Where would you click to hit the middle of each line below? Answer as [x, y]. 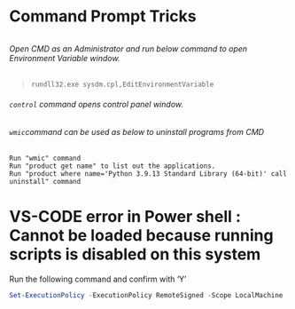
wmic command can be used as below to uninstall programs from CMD [136, 131]
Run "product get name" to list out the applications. [113, 166]
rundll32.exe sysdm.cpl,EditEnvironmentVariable [122, 85]
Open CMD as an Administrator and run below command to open [128, 48]
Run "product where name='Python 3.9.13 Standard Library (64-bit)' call [148, 174]
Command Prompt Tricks [103, 16]
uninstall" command [45, 182]
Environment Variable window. [65, 58]
